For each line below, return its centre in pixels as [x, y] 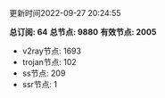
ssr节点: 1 [40, 84]
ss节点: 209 [44, 73]
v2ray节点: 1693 [52, 51]
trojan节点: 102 [49, 62]
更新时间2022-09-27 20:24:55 [66, 13]
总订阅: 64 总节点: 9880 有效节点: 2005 [83, 32]
